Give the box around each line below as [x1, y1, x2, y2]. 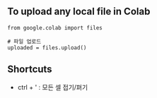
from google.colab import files [7, 24, 103, 31]
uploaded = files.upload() [7, 44, 87, 51]
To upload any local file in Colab [7, 6, 151, 18]
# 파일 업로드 [7, 38, 42, 45]
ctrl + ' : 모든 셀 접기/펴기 [17, 82, 88, 91]
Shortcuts [7, 63, 52, 75]
